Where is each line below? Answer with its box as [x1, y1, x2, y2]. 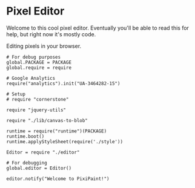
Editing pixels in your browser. [6, 42, 82, 50]
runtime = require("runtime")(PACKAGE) [6, 128, 107, 134]
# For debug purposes [6, 54, 61, 60]
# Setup [6, 91, 26, 97]
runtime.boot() [6, 133, 45, 140]
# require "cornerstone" [6, 96, 69, 102]
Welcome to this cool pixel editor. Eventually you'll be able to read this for [6, 24, 190, 31]
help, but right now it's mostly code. [6, 30, 96, 37]
